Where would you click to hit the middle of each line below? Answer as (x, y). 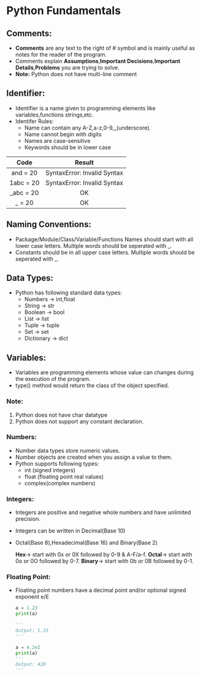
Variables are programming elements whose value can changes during (104, 372)
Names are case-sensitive (57, 140)
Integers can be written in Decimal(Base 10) (70, 531)
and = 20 (25, 172)
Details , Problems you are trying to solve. (67, 67)
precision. (28, 519)
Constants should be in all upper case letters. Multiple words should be (105, 252)
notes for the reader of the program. (61, 55)
